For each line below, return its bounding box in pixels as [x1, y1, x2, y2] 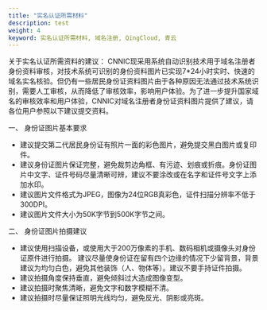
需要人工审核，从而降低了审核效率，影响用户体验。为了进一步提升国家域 [21, 87, 259, 96]
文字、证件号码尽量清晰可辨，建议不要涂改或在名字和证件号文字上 [33, 170, 250, 180]
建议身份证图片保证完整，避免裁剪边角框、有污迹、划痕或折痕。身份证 [19, 160, 250, 169]
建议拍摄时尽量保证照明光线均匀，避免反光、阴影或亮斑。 [19, 293, 208, 303]
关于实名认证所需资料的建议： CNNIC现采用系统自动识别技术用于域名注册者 [8, 56, 256, 66]
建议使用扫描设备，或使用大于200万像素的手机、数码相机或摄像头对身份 [19, 243, 256, 253]
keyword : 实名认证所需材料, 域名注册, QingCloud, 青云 [8, 33, 177, 42]
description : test [8, 19, 69, 27]
